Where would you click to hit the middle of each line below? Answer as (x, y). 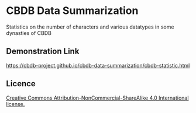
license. (16, 104)
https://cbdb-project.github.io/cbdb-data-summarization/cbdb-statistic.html (98, 65)
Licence (21, 84)
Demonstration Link (43, 52)
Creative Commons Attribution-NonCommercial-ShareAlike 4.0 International (97, 98)
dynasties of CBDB (29, 33)
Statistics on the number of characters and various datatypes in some (90, 27)
